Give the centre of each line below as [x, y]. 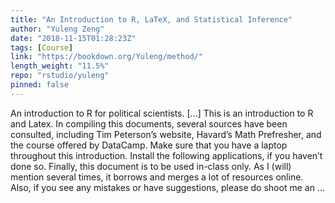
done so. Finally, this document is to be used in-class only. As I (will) [151, 166]
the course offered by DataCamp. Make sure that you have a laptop [149, 145]
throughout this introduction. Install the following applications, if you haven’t [166, 155]
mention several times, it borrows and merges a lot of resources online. [157, 177]
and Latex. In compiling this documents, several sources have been [149, 123]
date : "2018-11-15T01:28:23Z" [73, 38]
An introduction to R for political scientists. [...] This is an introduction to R [162, 113]
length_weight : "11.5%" [60, 66]
